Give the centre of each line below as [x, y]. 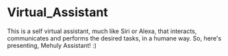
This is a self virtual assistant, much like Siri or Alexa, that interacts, [102, 31]
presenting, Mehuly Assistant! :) [52, 45]
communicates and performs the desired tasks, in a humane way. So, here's [114, 38]
